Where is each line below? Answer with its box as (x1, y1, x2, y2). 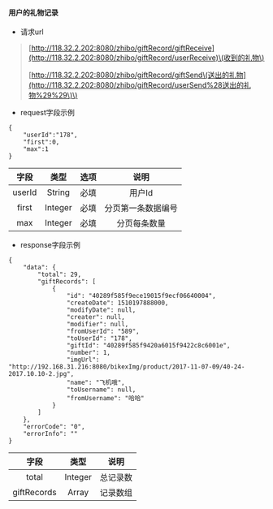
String (46, 187, 71, 198)
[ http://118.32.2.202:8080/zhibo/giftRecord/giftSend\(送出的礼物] (28, 70, 246, 80)
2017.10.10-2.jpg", (8, 370, 75, 378)
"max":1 (23, 145, 49, 153)
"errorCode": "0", (23, 423, 85, 431)
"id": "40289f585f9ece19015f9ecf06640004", (66, 292, 217, 300)
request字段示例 (19, 108, 75, 118)
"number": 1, (66, 349, 111, 357)
